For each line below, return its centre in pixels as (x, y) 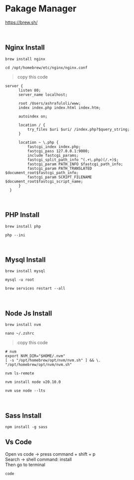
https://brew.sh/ (22, 22)
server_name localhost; (43, 95)
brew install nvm (23, 325)
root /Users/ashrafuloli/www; (49, 103)
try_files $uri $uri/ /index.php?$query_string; (78, 129)
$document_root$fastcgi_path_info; (42, 173)
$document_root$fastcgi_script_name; (44, 181)
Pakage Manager (41, 9)
